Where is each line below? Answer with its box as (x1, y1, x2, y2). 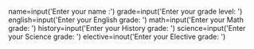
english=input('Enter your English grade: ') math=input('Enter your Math (8, 15, 244, 24)
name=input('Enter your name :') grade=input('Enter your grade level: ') (8, 7, 243, 16)
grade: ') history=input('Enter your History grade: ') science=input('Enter (8, 24, 246, 32)
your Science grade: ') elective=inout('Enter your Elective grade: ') (8, 32, 226, 41)
